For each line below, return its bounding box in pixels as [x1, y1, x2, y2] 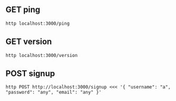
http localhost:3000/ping [5, 20, 70, 26]
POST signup [5, 68, 55, 79]
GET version [5, 37, 52, 47]
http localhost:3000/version [5, 52, 78, 58]
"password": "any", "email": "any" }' [5, 89, 102, 96]
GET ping [5, 5, 40, 15]
